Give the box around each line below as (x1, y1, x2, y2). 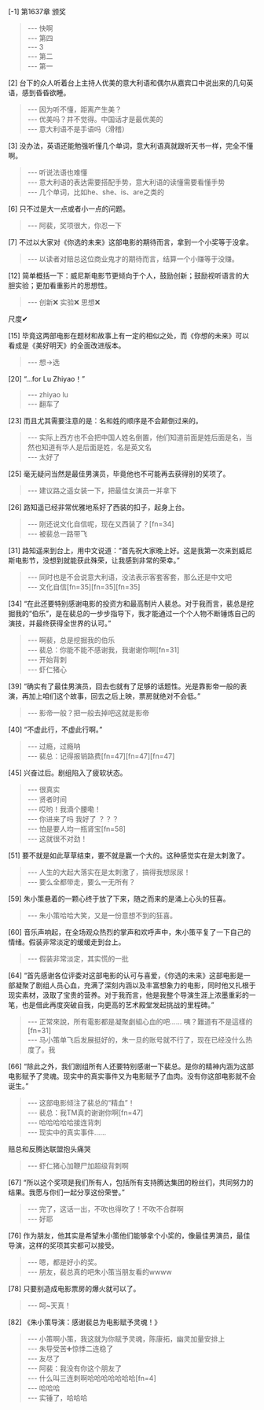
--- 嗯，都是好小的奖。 (27, 1257, 102, 1267)
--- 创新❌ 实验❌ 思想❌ (27, 297, 101, 307)
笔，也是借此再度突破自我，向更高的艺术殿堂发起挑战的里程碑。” (8, 1000, 214, 1010)
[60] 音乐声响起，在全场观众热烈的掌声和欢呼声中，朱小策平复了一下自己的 (8, 928, 251, 936)
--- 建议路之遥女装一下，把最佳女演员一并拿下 (27, 486, 178, 495)
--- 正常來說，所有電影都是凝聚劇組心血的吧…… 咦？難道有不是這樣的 (27, 1017, 253, 1026)
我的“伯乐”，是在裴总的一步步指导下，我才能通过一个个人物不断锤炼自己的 (14, 609, 255, 618)
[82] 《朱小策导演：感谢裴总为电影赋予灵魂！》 (8, 1317, 162, 1327)
